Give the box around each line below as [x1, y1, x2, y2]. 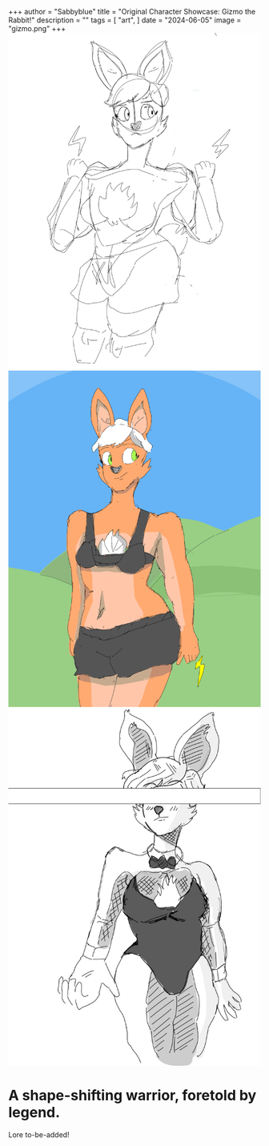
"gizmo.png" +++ [8, 24, 66, 33]
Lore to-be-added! [8, 1130, 70, 1140]
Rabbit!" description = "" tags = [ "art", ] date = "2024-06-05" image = [8, 15, 242, 25]
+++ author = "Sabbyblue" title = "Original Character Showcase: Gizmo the [8, 7, 256, 16]
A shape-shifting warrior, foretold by [8, 1087, 257, 1104]
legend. [8, 1104, 61, 1122]
